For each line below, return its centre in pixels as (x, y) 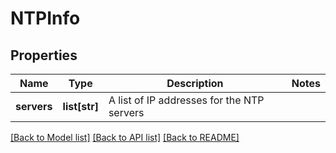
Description (195, 83)
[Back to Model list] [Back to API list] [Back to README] (125, 137)
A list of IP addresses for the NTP (186, 100)
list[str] (80, 106)
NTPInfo (45, 18)
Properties (44, 55)
